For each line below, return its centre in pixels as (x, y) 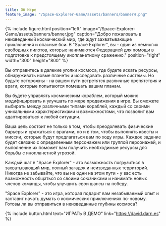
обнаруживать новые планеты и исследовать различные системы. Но (80, 75)
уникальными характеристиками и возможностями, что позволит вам (80, 111)
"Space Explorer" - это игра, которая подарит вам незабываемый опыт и (82, 193)
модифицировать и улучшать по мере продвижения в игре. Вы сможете (82, 101)
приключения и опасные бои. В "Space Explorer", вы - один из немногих (82, 44)
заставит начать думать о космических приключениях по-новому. (76, 198)
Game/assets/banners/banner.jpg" (40, 34)
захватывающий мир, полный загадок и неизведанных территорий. (77, 168)
